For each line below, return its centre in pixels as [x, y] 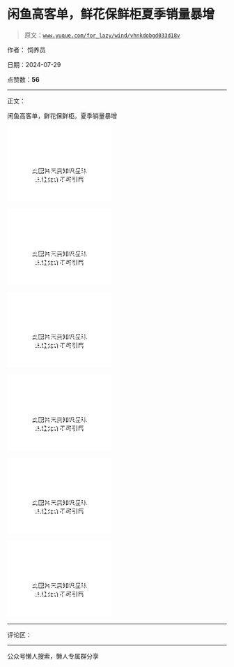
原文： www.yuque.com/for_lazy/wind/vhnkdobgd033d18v [102, 35]
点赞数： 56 [23, 79]
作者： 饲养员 [26, 50]
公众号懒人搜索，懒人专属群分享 [53, 656]
